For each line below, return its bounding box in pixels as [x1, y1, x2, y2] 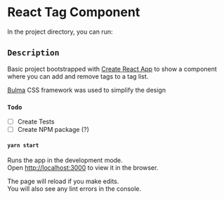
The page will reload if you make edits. [7, 177, 119, 186]
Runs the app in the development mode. [7, 156, 123, 165]
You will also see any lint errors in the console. [7, 185, 142, 193]
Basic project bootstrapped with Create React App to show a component [7, 65, 218, 73]
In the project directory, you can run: [7, 27, 113, 36]
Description [7, 48, 60, 58]
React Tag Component [7, 4, 140, 20]
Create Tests [17, 117, 55, 126]
